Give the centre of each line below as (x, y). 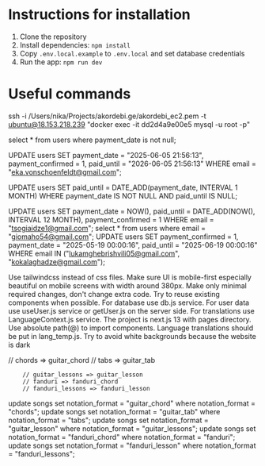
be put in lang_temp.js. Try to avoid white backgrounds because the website (132, 336)
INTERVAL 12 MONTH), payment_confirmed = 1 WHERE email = (111, 219)
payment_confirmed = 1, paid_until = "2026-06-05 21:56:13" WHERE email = (132, 164)
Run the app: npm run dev (61, 62)
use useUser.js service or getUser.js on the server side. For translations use (131, 310)
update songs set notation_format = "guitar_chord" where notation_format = (132, 403)
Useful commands (70, 94)
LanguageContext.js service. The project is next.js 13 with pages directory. (130, 319)
